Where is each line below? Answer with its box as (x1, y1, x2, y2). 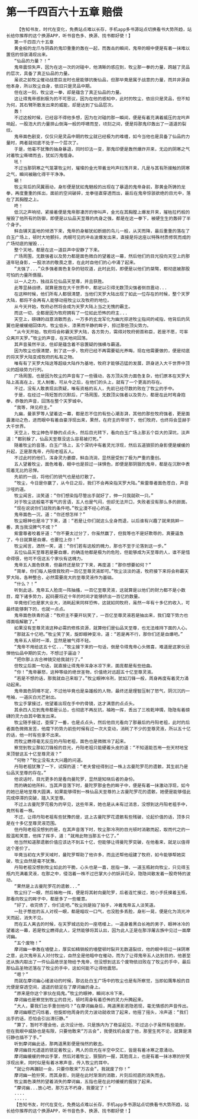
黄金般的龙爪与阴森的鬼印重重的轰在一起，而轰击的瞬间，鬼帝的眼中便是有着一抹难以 (14, 45, 190, 51)
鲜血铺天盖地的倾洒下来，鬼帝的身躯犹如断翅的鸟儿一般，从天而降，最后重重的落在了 (14, 228, 190, 234)
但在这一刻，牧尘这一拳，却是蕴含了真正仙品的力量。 (14, 90, 124, 95)
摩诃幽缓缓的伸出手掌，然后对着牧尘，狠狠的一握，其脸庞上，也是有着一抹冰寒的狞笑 (14, 1053, 190, 1059)
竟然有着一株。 (6, 808, 37, 814)
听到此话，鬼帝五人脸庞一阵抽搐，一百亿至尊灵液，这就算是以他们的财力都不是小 (14, 587, 181, 593)
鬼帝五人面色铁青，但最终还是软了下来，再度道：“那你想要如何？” (14, 562, 152, 568)
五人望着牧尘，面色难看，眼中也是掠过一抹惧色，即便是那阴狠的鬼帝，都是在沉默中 (14, 461, 186, 467)
